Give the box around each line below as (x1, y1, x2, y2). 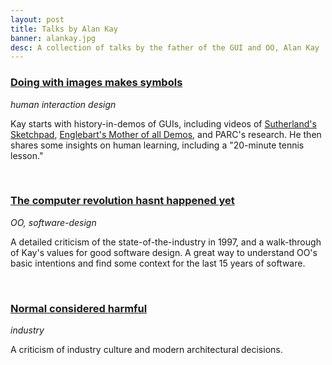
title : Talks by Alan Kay (10, 24, 118, 34)
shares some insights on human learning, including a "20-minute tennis (10, 139, 305, 151)
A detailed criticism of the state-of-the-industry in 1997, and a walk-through (10, 236, 322, 248)
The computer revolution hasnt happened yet (10, 194, 235, 208)
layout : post (10, 14, 65, 25)
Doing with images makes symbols (10, 76, 183, 90)
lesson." (10, 149, 44, 161)
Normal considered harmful (10, 301, 148, 315)
